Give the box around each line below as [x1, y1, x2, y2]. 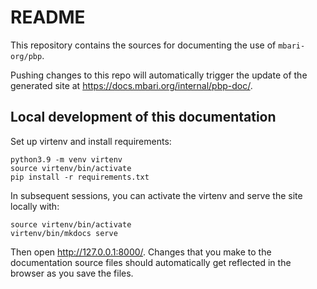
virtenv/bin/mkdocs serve [10, 228, 118, 238]
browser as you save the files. [10, 267, 134, 279]
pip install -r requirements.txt [10, 172, 150, 182]
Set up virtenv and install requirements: [10, 135, 172, 147]
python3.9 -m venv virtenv [10, 154, 123, 165]
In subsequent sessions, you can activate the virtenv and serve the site [10, 189, 303, 201]
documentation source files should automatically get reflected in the [10, 256, 292, 268]
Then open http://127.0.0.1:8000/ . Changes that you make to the [10, 246, 272, 258]
